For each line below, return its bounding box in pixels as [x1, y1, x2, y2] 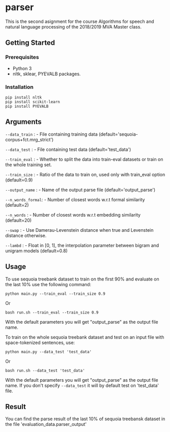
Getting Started [5, 39, 55, 47]
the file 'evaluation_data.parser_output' [5, 421, 87, 427]
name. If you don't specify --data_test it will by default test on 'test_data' [5, 382, 159, 388]
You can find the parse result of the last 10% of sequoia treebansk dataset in [5, 416, 165, 422]
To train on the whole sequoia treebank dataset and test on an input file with [5, 334, 164, 340]
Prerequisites [5, 54, 39, 61]
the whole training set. [5, 162, 52, 168]
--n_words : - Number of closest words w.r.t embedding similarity [5, 211, 141, 218]
